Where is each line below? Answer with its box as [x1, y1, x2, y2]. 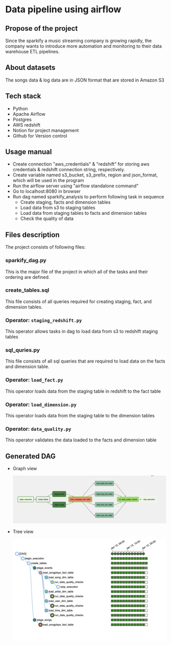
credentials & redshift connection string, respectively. [12, 167, 125, 173]
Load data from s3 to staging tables [20, 205, 95, 211]
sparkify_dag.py [5, 257, 47, 264]
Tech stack [5, 92, 41, 100]
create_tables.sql [5, 287, 50, 294]
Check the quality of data [20, 215, 74, 221]
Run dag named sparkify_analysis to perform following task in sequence [12, 194, 164, 200]
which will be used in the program [12, 177, 84, 184]
